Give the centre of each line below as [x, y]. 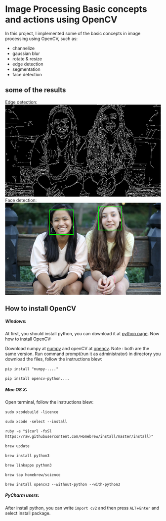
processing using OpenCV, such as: [41, 39]
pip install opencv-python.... [37, 378]
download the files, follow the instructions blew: [54, 359]
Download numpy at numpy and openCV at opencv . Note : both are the [77, 348]
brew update [17, 446]
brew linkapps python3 [28, 465]
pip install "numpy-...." [32, 369]
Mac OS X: [16, 389]
